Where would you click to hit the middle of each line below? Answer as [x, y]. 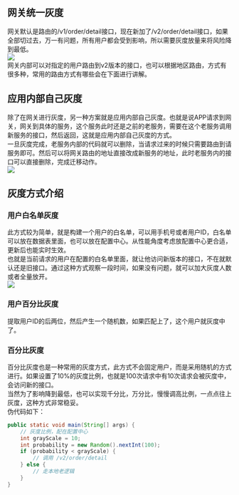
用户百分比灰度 [33, 304]
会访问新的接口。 [32, 385]
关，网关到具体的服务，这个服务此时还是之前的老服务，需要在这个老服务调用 [119, 126]
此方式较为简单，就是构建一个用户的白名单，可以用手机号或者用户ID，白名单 [119, 232]
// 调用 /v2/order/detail [70, 458]
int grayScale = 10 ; [51, 438]
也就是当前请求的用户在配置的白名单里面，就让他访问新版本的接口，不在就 [116, 259]
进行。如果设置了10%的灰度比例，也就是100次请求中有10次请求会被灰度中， [119, 375]
